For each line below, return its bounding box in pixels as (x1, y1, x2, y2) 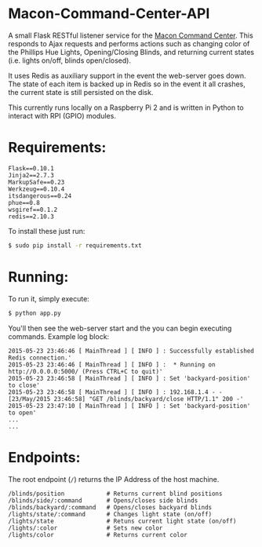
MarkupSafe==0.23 (8, 178, 65, 186)
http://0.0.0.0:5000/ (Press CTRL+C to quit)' (8, 367, 163, 375)
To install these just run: (8, 226, 86, 235)
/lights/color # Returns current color (8, 531, 188, 538)
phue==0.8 (8, 199, 41, 206)
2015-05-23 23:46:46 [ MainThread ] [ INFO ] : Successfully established (8, 347, 255, 355)
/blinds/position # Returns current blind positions (8, 490, 223, 498)
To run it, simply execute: (8, 294, 90, 303)
